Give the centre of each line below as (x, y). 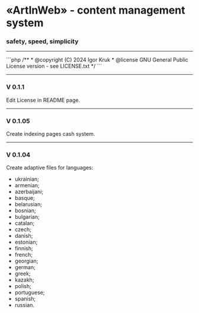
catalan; (25, 223)
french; (23, 255)
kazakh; (24, 280)
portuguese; (30, 293)
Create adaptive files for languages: (50, 168)
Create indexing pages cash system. (51, 134)
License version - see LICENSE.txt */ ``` (54, 66)
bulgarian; (27, 217)
